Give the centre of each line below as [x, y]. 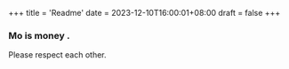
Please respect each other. [58, 55]
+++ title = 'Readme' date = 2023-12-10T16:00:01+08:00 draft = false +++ [144, 13]
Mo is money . [39, 35]
